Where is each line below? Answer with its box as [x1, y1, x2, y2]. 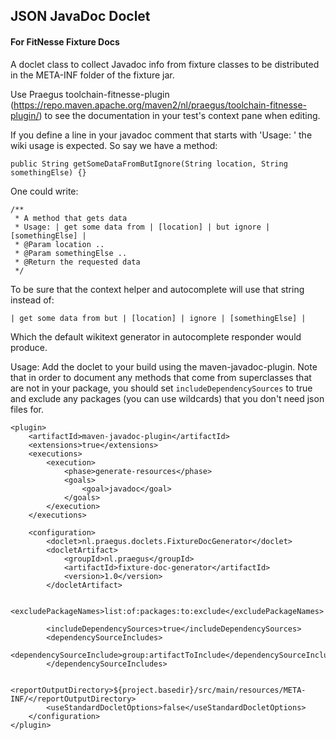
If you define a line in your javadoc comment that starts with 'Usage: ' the [10, 129, 313, 141]
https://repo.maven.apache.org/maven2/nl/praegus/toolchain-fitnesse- [13, 99, 308, 111]
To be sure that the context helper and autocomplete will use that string [10, 283, 305, 295]
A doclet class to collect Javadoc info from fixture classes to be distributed [10, 58, 320, 70]
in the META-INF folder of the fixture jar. [10, 69, 175, 81]
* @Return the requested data [14, 257, 141, 267]
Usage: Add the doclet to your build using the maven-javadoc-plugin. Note [10, 360, 318, 373]
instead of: [10, 294, 55, 306]
